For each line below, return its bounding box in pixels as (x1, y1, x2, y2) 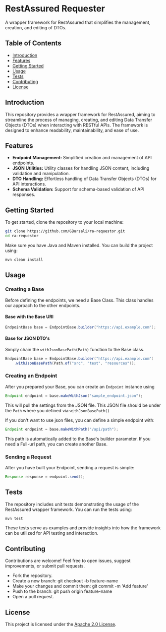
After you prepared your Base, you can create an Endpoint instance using (5, 383, 155, 389)
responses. (12, 191, 36, 197)
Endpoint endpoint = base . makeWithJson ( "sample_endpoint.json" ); (5, 393, 143, 398)
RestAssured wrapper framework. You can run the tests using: (5, 506, 132, 512)
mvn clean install (5, 257, 43, 262)
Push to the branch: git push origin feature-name (12, 588, 112, 594)
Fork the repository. (12, 572, 53, 578)
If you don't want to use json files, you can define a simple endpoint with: (5, 417, 155, 423)
